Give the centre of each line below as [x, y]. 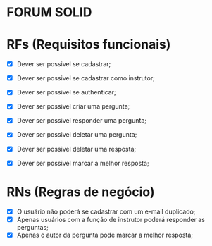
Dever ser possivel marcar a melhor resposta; [83, 163]
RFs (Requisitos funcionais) [89, 45]
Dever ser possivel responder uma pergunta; [82, 121]
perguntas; [32, 227]
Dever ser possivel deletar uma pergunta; [77, 135]
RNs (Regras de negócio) [81, 192]
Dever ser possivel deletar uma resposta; [76, 149]
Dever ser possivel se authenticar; [67, 92]
